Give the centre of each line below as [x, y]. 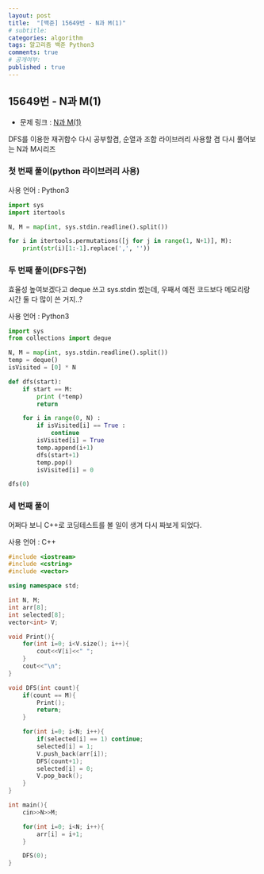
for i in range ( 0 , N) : [62, 418]
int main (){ [28, 805]
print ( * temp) [60, 397]
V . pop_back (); [60, 776]
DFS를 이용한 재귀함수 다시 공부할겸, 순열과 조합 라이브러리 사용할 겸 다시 [122, 139]
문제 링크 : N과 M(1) [50, 122]
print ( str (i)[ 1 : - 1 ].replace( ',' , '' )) [86, 248]
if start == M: [48, 389]
